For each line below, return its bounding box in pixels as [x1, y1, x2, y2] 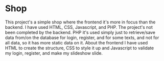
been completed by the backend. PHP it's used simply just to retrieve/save [5, 29, 156, 35]
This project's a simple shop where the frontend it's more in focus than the [5, 19, 156, 25]
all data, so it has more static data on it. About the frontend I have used [5, 40, 148, 45]
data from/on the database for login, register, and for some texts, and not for [5, 35, 159, 41]
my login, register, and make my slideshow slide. [5, 50, 103, 56]
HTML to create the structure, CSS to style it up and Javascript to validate [5, 45, 154, 51]
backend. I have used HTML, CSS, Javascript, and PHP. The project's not [5, 24, 153, 30]
